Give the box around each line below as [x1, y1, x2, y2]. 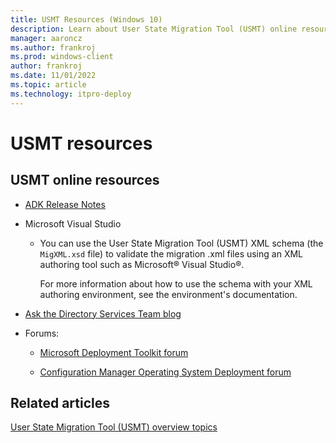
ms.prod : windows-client [10, 52, 114, 62]
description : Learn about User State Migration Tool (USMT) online [10, 24, 298, 34]
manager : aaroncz [10, 33, 83, 43]
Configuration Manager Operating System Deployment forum [39, 366, 292, 378]
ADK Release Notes [24, 198, 106, 210]
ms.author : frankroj [10, 42, 97, 53]
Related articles [10, 395, 110, 412]
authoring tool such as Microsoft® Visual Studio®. [39, 258, 245, 270]
